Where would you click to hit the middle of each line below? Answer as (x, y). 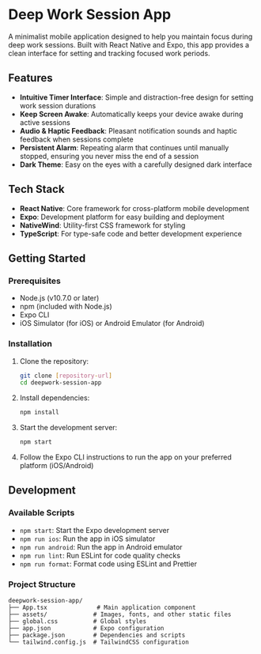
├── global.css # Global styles (78, 622)
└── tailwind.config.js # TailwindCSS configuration (99, 642)
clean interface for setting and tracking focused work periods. (110, 53)
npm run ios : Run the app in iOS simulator (87, 539)
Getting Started (47, 258)
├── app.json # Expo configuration (86, 629)
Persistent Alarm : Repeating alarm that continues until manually (124, 147)
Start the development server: (68, 428)
